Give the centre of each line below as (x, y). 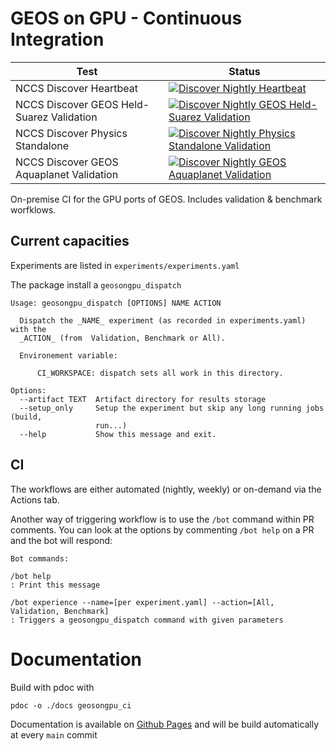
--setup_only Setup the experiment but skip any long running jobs (172, 408)
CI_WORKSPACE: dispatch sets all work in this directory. (160, 373)
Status (244, 71)
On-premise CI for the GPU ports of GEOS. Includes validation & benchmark (166, 199)
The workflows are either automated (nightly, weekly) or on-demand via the (166, 489)
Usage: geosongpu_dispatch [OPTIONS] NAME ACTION (116, 303)
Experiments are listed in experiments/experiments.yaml (125, 265)
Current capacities (70, 241)
